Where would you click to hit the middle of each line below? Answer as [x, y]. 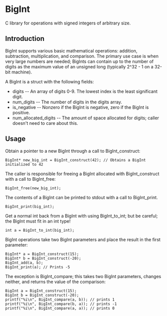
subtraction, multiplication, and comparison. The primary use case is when [82, 56]
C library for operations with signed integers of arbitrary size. [68, 23]
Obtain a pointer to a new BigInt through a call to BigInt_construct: [73, 151]
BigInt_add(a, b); [24, 263]
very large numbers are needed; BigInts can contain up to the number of [80, 61]
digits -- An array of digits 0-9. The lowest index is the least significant [85, 91]
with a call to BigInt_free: [30, 179]
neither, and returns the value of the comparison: [55, 282]
